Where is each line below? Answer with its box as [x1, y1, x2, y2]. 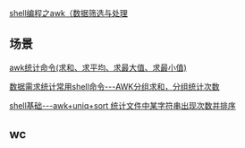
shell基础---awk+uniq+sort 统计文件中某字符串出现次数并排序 [9, 100, 237, 110]
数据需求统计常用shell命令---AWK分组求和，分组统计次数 [9, 81, 220, 91]
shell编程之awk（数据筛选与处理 [9, 8, 128, 18]
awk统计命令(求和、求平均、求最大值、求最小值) [9, 62, 188, 73]
